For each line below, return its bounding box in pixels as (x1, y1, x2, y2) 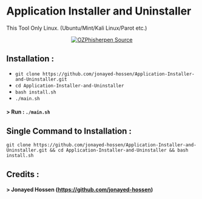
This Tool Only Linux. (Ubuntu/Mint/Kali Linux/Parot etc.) (6, 24, 147, 32)
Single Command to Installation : (6, 126, 132, 136)
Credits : (6, 169, 39, 180)
